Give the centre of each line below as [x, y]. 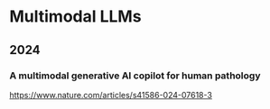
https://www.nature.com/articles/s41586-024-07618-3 [111, 95]
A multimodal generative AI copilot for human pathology [135, 76]
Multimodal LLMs [75, 17]
